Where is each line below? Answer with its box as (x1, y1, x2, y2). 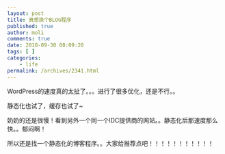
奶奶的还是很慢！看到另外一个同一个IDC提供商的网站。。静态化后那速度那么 (7, 116, 219, 124)
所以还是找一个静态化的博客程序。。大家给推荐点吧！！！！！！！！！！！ (7, 139, 214, 147)
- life (19, 61, 38, 68)
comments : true (7, 36, 51, 42)
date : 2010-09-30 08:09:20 (7, 42, 84, 49)
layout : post (7, 10, 44, 17)
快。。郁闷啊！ (7, 125, 47, 133)
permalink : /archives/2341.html (7, 67, 99, 74)
